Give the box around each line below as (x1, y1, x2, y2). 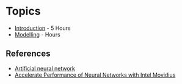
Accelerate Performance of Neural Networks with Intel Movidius (14, 71, 176, 79)
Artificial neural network (14, 65, 76, 72)
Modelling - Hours (14, 30, 60, 38)
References (5, 49, 51, 59)
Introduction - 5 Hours (14, 24, 71, 32)
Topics (5, 4, 41, 18)
